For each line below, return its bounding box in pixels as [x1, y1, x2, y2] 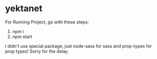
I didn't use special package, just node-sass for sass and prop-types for [5, 43, 152, 49]
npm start [12, 34, 32, 39]
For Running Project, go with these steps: [5, 19, 89, 25]
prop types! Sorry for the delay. [5, 48, 69, 54]
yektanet [5, 3, 43, 14]
